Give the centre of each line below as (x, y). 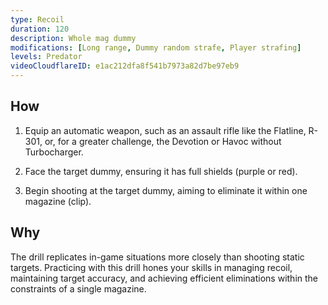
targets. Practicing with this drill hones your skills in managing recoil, (151, 267)
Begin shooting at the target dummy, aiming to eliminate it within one (166, 190)
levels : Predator (46, 57)
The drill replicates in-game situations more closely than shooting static (157, 257)
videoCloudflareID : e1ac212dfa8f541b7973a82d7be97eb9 (125, 66)
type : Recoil (37, 19)
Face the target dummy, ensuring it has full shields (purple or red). (161, 171)
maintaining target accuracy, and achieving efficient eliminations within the (164, 278)
